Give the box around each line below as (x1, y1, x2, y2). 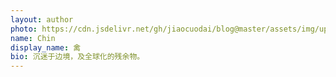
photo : (10, 24, 38, 34)
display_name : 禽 (10, 42, 82, 53)
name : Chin (10, 33, 56, 43)
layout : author (10, 14, 74, 25)
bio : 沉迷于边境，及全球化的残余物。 (10, 52, 145, 62)
